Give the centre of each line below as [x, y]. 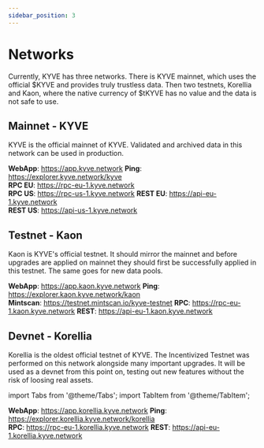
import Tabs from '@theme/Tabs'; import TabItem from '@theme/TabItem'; [129, 395]
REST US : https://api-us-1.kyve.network [73, 210]
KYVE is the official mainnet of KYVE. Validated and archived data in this [125, 145]
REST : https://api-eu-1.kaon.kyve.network [145, 311]
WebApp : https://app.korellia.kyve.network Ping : [87, 411]
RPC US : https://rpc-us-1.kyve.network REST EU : [88, 194]
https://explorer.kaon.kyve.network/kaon [74, 294]
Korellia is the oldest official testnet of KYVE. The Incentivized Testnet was [129, 355]
